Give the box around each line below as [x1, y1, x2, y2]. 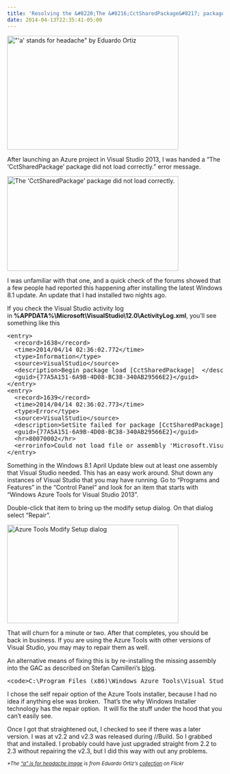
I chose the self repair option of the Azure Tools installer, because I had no [7, 690, 217, 698]
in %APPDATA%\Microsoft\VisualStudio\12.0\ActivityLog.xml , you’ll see [7, 311, 217, 319]
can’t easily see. [7, 712, 53, 720]
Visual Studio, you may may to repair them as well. [7, 643, 149, 651]
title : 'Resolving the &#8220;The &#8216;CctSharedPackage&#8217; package [7, 10, 225, 17]
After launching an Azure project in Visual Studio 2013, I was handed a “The [7, 155, 220, 163]
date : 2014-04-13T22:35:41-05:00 [7, 16, 103, 23]
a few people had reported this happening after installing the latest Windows [7, 284, 222, 292]
